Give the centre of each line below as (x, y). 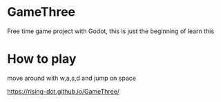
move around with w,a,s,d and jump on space (72, 78)
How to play (42, 59)
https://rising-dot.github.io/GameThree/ (63, 91)
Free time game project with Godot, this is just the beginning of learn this (111, 31)
